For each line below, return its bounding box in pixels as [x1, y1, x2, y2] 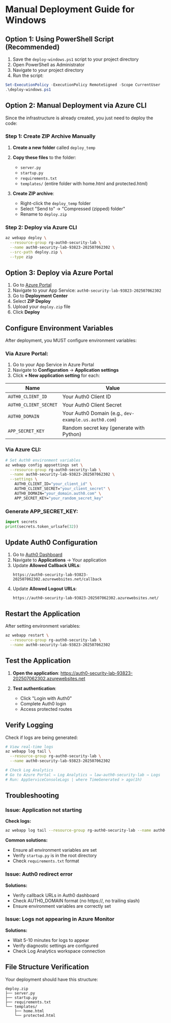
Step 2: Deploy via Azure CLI [5, 223, 77, 231]
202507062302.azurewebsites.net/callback [12, 577, 102, 582]
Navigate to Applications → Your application [12, 557, 107, 563]
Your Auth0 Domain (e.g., [62, 410, 123, 417]
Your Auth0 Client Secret [62, 401, 122, 408]
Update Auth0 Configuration [5, 538, 98, 547]
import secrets [5, 519, 38, 524]
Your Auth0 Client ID [62, 393, 111, 400]
